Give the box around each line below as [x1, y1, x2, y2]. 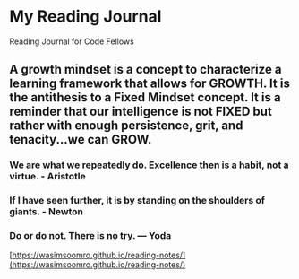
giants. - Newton [9, 205, 83, 218]
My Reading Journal [9, 6, 162, 27]
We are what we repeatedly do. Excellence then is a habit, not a [9, 159, 289, 171]
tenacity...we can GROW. [9, 132, 152, 147]
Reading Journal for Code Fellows [9, 36, 134, 47]
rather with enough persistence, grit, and [9, 118, 243, 134]
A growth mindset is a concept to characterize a [9, 62, 282, 77]
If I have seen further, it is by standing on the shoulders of [9, 195, 266, 207]
